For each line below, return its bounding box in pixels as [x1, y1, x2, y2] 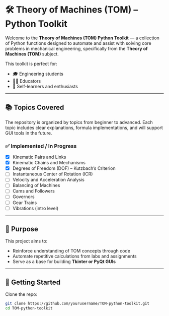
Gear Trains [12, 200, 37, 206]
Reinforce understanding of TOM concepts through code [12, 248, 131, 254]
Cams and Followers [12, 188, 55, 194]
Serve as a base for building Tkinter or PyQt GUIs [12, 259, 116, 265]
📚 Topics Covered [5, 103, 64, 112]
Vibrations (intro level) [12, 205, 59, 211]
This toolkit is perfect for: [5, 60, 58, 67]
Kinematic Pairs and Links [12, 154, 66, 160]
